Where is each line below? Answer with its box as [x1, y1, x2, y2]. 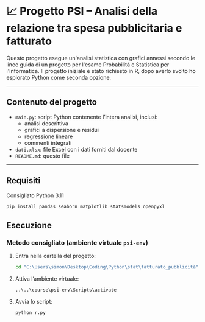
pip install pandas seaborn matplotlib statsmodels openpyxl [6, 203, 165, 209]
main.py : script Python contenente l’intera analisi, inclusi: [15, 113, 158, 121]
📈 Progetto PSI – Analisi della [6, 4, 157, 18]
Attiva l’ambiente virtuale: [15, 275, 79, 282]
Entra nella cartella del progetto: [15, 253, 96, 260]
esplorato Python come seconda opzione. [6, 74, 112, 81]
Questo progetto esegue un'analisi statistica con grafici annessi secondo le [6, 54, 196, 61]
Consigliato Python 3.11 [6, 192, 64, 199]
